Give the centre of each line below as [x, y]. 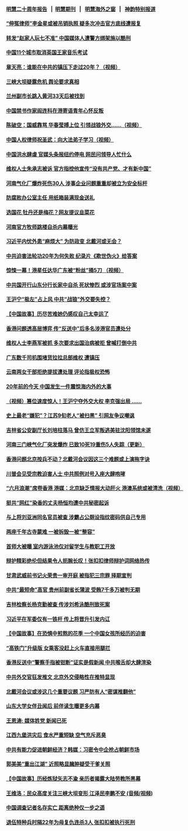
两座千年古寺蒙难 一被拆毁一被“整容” [51, 532]
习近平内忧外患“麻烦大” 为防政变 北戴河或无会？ [64, 241]
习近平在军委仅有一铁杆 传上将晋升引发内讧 [58, 619]
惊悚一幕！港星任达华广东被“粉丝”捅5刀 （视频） [65, 271]
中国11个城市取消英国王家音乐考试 [47, 52]
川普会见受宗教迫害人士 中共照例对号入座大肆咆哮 [66, 474]
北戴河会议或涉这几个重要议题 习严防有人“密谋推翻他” [71, 691]
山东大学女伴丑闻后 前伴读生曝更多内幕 [53, 706]
